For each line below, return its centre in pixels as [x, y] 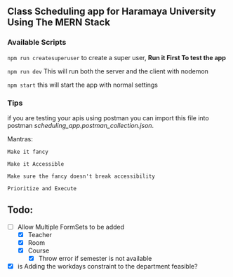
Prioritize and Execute [42, 188]
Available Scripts [37, 43]
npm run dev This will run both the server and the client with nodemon [108, 71]
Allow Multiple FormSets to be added [71, 227]
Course [39, 250]
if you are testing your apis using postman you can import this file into [108, 118]
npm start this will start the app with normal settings [82, 85]
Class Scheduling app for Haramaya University [112, 12]
